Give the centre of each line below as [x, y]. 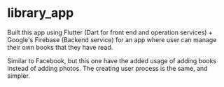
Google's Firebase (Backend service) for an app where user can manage [112, 39]
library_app [41, 13]
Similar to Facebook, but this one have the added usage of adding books [112, 60]
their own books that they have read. [60, 47]
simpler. [19, 76]
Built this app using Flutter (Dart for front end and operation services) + [110, 32]
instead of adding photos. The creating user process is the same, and [107, 68]
